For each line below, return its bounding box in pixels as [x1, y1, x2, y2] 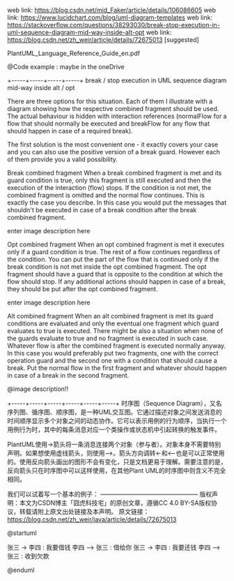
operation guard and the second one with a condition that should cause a [7, 356, 217, 365]
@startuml [7, 529, 37, 537]
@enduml [7, 566, 35, 574]
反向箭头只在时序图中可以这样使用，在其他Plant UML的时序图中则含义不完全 [7, 466, 226, 474]
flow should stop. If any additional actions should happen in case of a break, [7, 277, 226, 286]
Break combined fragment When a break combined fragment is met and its [7, 169, 222, 177]
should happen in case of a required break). [7, 127, 134, 135]
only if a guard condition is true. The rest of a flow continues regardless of [7, 248, 221, 256]
